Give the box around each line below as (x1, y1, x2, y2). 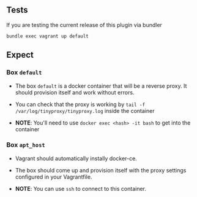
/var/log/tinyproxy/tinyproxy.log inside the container (15, 107, 155, 114)
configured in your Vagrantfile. (15, 173, 92, 180)
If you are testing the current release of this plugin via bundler (6, 21, 162, 28)
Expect (6, 50, 34, 60)
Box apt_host (6, 141, 45, 149)
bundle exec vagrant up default (6, 33, 89, 39)
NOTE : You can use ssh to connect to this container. (15, 185, 147, 192)
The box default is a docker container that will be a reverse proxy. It (15, 82, 187, 90)
